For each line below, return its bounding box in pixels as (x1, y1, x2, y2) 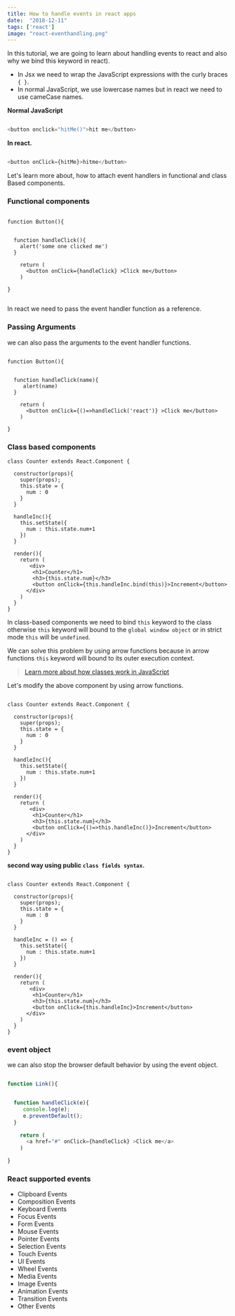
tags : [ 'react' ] (7, 23, 55, 30)
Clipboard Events (17, 1190, 68, 1199)
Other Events (17, 1302, 56, 1310)
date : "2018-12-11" (7, 17, 68, 24)
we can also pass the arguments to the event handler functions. (7, 338, 192, 347)
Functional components (7, 196, 90, 206)
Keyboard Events (17, 1205, 67, 1213)
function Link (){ (7, 1080, 58, 1087)
